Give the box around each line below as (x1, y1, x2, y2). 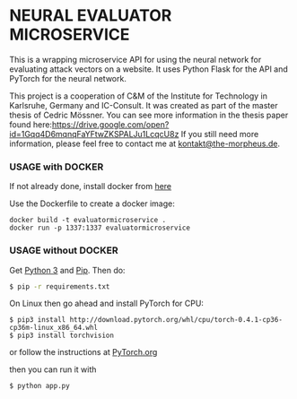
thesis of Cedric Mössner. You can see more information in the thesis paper (9, 109, 289, 120)
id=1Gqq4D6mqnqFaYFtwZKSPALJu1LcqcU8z (9, 128, 179, 139)
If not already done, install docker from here (9, 181, 172, 192)
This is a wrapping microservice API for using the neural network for (9, 54, 262, 65)
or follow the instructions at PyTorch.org (9, 347, 158, 358)
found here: (9, 118, 52, 130)
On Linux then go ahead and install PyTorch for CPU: (9, 298, 205, 309)
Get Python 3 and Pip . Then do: (9, 265, 126, 275)
